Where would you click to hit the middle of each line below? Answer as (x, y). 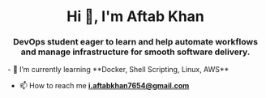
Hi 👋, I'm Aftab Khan (135, 17)
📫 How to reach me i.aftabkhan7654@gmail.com (104, 86)
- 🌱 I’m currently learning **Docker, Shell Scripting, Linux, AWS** (118, 70)
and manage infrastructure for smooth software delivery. (135, 52)
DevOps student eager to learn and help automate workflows (135, 42)
